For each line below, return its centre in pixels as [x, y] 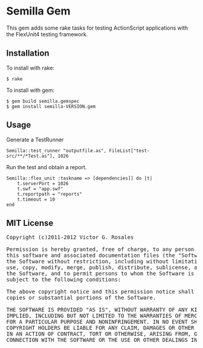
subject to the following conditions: [64, 280]
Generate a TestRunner [35, 140]
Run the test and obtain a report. [47, 167]
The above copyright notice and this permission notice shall [100, 292]
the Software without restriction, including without [88, 262]
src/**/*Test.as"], [31, 156]
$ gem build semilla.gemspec [43, 101]
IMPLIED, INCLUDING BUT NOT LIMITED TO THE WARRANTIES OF [94, 316]
